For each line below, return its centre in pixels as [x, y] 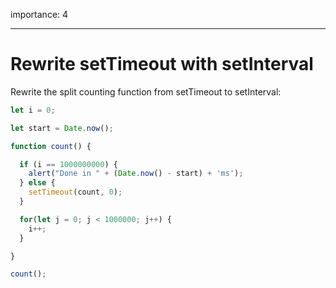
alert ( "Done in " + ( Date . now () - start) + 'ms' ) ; [136, 174]
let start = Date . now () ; [62, 128]
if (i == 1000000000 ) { [68, 164]
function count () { [51, 146]
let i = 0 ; [33, 110]
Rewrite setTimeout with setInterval [162, 64]
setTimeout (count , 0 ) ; [75, 192]
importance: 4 [39, 14]
